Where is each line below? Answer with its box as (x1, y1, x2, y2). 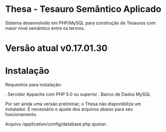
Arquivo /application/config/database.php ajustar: (5, 121, 107, 127)
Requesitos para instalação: (5, 82, 62, 88)
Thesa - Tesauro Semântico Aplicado (5, 3, 162, 15)
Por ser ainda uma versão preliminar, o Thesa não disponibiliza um (5, 101, 142, 107)
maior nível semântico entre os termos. (5, 25, 85, 31)
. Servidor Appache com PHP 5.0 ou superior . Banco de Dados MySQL (5, 91, 151, 97)
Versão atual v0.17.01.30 (5, 43, 108, 54)
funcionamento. (5, 112, 38, 118)
